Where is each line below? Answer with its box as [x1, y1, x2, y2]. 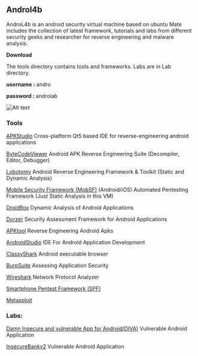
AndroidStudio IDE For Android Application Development [6, 239, 145, 246]
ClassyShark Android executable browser [6, 250, 109, 257]
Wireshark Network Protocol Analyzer [6, 274, 100, 281]
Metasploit [6, 297, 33, 304]
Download [6, 51, 32, 59]
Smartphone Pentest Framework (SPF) [6, 285, 101, 292]
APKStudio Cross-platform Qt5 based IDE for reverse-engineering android [6, 133, 189, 140]
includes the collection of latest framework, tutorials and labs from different [6, 27, 193, 34]
